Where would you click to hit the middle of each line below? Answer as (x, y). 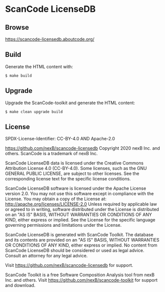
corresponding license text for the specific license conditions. (68, 179)
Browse (17, 27)
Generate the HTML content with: (39, 66)
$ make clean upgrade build (34, 112)
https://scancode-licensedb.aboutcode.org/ (50, 39)
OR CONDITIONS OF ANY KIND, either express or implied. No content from (81, 245)
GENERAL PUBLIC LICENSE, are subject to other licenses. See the (72, 173)
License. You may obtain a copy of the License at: (56, 199)
